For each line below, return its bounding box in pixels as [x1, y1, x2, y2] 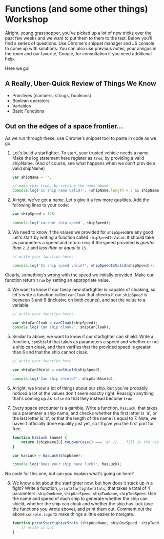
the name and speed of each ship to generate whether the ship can [12, 496, 148, 501]
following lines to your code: [12, 202, 69, 208]
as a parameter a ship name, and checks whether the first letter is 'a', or [12, 410, 157, 416]
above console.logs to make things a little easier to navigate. [12, 511, 135, 517]
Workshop [5, 14, 48, 25]
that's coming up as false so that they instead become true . [12, 395, 134, 401]
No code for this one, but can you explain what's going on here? [5, 471, 134, 477]
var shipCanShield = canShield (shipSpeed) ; [12, 368, 102, 373]
